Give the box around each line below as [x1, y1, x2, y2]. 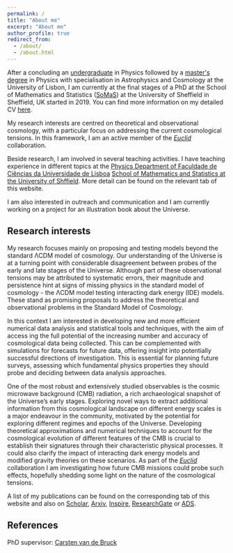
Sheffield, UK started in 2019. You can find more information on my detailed [7, 98, 224, 106]
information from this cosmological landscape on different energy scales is [7, 404, 222, 412]
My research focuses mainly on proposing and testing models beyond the [7, 243, 218, 252]
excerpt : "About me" [7, 23, 67, 30]
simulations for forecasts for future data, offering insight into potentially [7, 346, 212, 354]
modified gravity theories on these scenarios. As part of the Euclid [7, 456, 198, 464]
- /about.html [13, 50, 54, 56]
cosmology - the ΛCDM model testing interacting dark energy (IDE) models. [7, 288, 225, 296]
